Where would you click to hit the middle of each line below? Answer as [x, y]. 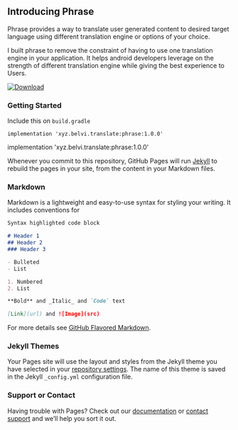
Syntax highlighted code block [54, 223]
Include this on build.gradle [49, 121]
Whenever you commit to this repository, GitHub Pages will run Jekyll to [113, 161]
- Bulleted [23, 262]
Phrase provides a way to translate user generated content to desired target [118, 29]
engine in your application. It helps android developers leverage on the [111, 58]
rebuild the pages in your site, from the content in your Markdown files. [111, 169]
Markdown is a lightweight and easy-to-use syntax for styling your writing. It [119, 203]
